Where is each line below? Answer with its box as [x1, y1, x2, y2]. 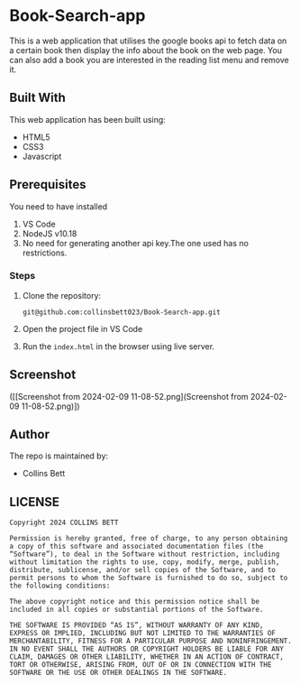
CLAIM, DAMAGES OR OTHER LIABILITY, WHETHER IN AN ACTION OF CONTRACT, [9, 652, 284, 661]
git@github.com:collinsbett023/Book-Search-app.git [22, 308, 221, 317]
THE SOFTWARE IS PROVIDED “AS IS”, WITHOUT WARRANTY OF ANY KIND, [9, 621, 264, 630]
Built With [9, 90, 66, 106]
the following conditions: [9, 581, 111, 591]
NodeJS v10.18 [22, 227, 77, 239]
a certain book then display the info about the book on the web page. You [9, 44, 282, 55]
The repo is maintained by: [9, 450, 109, 461]
